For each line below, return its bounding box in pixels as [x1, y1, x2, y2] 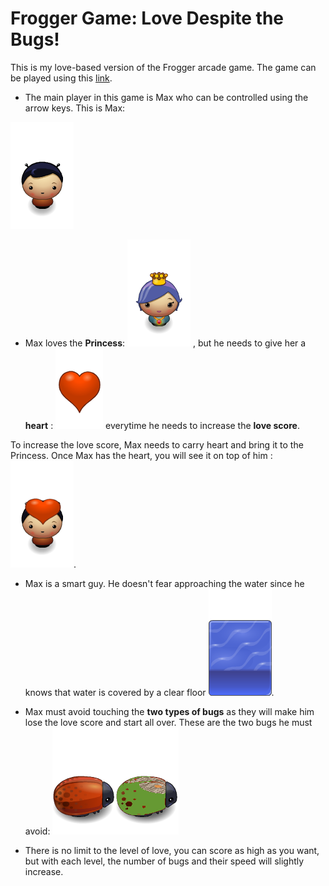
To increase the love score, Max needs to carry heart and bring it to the [10, 438, 304, 451]
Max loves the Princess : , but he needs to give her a [24, 337, 307, 349]
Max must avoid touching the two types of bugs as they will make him [24, 705, 315, 717]
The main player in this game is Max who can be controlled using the [24, 91, 309, 103]
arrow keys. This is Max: [24, 102, 126, 114]
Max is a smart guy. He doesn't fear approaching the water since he [24, 577, 305, 589]
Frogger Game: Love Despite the [10, 7, 284, 30]
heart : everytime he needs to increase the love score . [24, 419, 300, 431]
